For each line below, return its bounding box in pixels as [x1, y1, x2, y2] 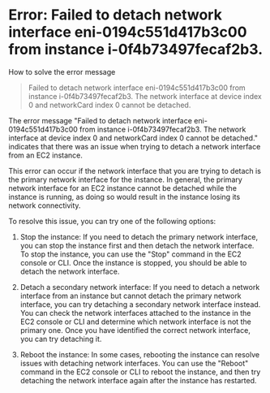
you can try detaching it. [19, 334, 102, 343]
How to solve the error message [8, 67, 116, 76]
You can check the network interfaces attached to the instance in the [19, 308, 251, 317]
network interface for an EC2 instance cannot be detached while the [8, 183, 238, 192]
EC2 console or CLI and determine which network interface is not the [19, 317, 251, 326]
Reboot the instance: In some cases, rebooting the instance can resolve [19, 349, 260, 359]
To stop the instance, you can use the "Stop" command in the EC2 [19, 249, 242, 259]
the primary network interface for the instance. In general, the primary [8, 175, 243, 184]
